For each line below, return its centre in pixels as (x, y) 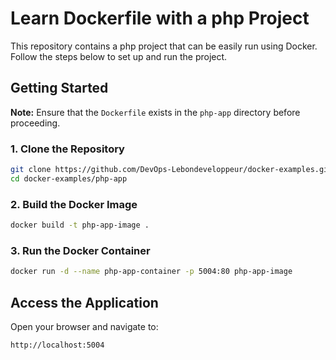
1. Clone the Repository (67, 149)
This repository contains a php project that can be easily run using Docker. (164, 46)
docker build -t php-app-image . (80, 225)
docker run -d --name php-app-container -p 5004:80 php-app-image (151, 272)
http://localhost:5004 (57, 345)
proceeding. (35, 123)
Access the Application (84, 302)
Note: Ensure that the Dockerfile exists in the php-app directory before (155, 112)
